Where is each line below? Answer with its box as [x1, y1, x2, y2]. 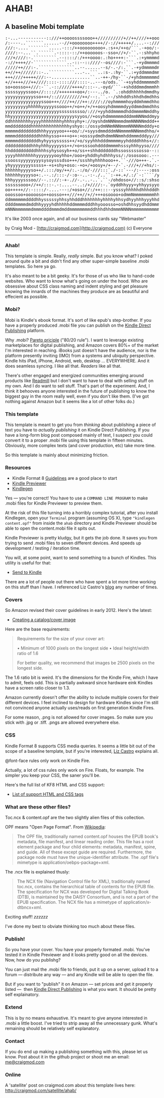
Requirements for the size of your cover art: [17, 636, 105, 642]
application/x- [123, 899, 151, 905]
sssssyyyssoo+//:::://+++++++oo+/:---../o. [5, 89, 111, 94]
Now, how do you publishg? [5, 957, 61, 963]
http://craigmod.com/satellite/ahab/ [5, 1088, 77, 1094]
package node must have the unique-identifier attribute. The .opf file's [17, 854, 159, 860]
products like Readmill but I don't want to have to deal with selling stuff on [5, 378, 154, 383]
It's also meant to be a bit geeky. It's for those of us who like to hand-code [5, 273, 155, 279]
